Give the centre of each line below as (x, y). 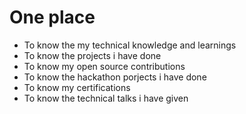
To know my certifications (77, 87)
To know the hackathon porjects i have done (115, 77)
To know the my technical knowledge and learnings (130, 45)
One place (52, 17)
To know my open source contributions (104, 66)
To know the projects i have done (92, 55)
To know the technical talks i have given (106, 98)
